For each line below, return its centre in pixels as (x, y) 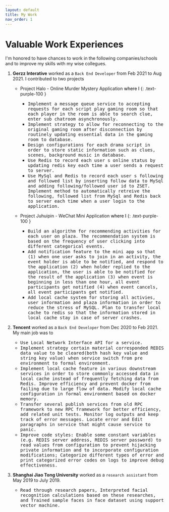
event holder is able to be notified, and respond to (96, 262)
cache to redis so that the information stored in (91, 313)
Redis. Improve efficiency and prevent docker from (85, 384)
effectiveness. (39, 465)
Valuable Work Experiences (64, 44)
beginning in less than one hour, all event (83, 282)
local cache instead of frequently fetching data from (89, 379)
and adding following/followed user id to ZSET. (89, 186)
